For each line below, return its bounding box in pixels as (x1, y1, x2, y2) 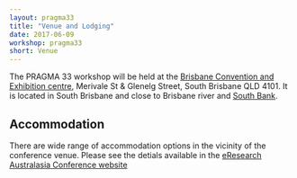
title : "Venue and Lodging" (9, 22, 115, 31)
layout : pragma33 (9, 13, 75, 22)
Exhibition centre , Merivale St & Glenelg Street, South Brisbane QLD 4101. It (9, 81, 288, 92)
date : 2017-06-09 (9, 30, 75, 39)
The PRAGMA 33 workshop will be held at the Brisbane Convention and (9, 71, 274, 82)
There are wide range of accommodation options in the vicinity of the (9, 140, 266, 151)
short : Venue (9, 47, 58, 56)
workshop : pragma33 (9, 38, 83, 48)
